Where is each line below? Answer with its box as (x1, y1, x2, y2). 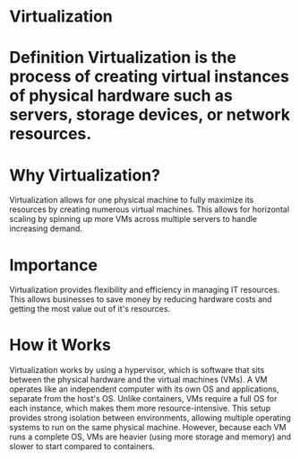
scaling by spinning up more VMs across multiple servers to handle (9, 214, 258, 225)
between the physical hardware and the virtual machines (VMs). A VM (9, 375, 268, 385)
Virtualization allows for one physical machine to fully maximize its (9, 195, 254, 206)
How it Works (9, 335, 112, 356)
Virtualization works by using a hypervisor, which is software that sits (9, 365, 265, 376)
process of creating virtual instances (9, 66, 289, 87)
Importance (9, 254, 99, 275)
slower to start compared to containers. (9, 441, 155, 452)
